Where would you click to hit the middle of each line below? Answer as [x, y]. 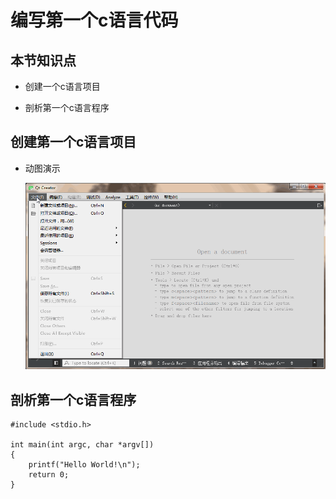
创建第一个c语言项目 [73, 142]
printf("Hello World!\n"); [84, 465]
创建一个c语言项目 [62, 86]
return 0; [49, 475]
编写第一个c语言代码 [94, 20]
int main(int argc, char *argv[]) [82, 445]
